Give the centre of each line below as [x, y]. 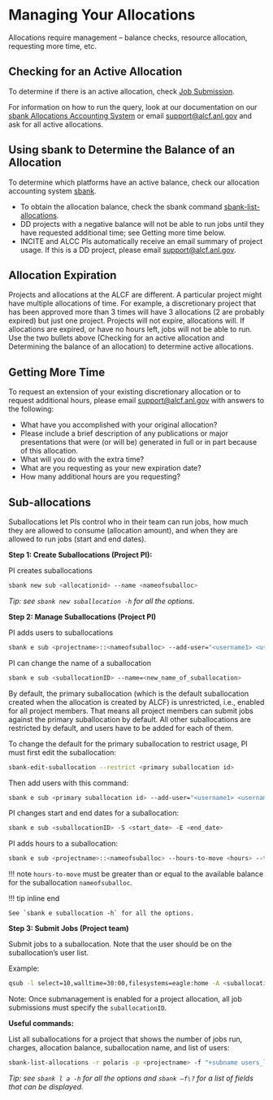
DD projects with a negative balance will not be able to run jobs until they [142, 224]
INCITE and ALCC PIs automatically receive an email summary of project [141, 241]
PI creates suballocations [51, 570]
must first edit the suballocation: [62, 752]
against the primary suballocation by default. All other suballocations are [130, 719]
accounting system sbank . [52, 191]
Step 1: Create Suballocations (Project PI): [80, 555]
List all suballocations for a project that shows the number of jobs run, [126, 1039]
